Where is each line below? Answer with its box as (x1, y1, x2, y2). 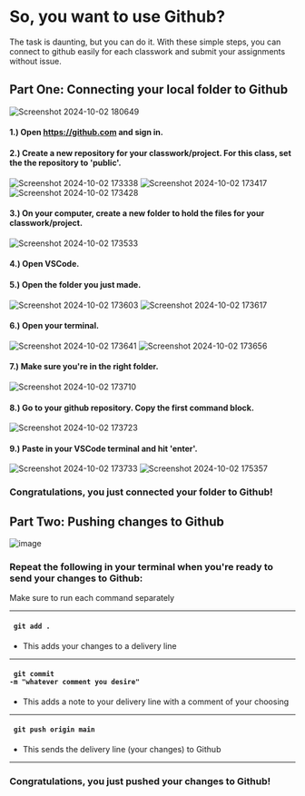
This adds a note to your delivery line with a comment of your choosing (22, 696, 290, 707)
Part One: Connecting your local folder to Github (9, 82, 289, 97)
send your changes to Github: (9, 572, 143, 585)
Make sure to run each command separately (9, 593, 175, 604)
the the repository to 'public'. (9, 157, 122, 168)
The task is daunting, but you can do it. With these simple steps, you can (9, 36, 281, 47)
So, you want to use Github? (9, 6, 225, 27)
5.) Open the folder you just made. (9, 279, 142, 290)
